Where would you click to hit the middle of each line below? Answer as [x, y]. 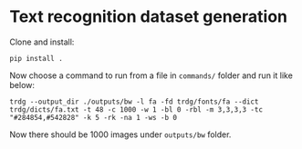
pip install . [36, 58]
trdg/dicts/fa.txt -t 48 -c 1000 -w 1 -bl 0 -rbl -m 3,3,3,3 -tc [136, 109]
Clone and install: [42, 42]
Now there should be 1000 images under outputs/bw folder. [120, 134]
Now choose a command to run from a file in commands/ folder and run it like [151, 75]
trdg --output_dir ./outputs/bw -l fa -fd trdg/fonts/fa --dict [134, 102]
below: [22, 84]
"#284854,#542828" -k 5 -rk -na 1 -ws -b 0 [94, 117]
